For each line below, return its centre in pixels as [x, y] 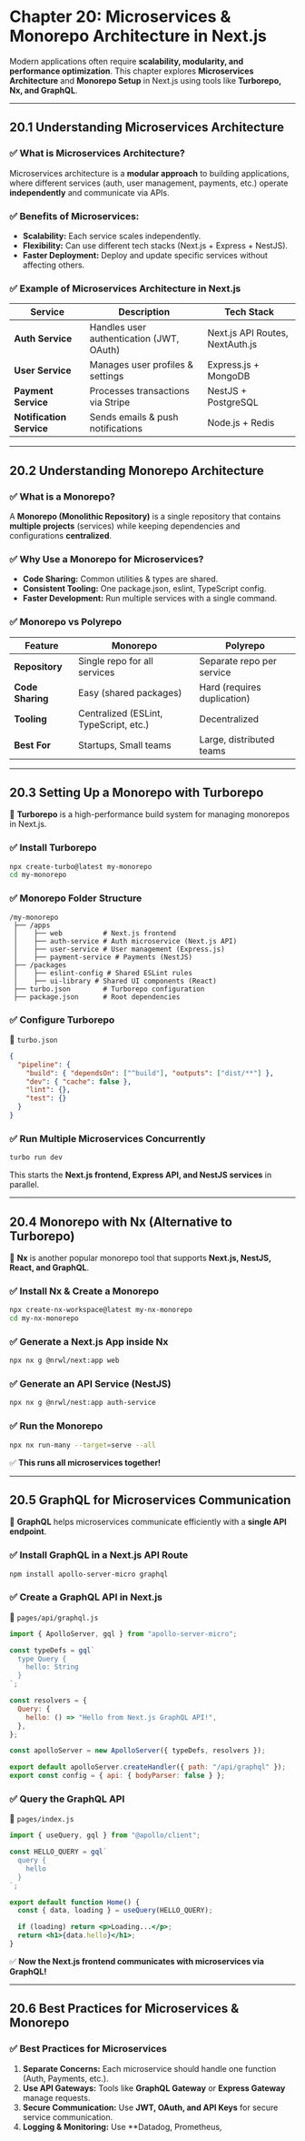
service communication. [68, 2116]
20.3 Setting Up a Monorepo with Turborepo [137, 792]
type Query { [42, 1659]
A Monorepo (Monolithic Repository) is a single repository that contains [145, 516]
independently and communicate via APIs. [89, 192]
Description [144, 312]
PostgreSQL [233, 402]
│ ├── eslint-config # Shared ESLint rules [103, 973]
